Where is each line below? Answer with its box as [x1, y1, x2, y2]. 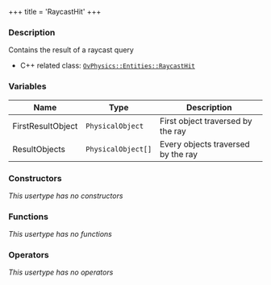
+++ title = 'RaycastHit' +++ [8, 7, 102, 16]
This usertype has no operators [8, 267, 114, 277]
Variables [8, 81, 47, 92]
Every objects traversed [160, 138, 250, 150]
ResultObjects [12, 143, 66, 155]
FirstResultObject [12, 120, 78, 131]
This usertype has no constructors [8, 191, 123, 200]
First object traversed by [160, 115, 252, 126]
